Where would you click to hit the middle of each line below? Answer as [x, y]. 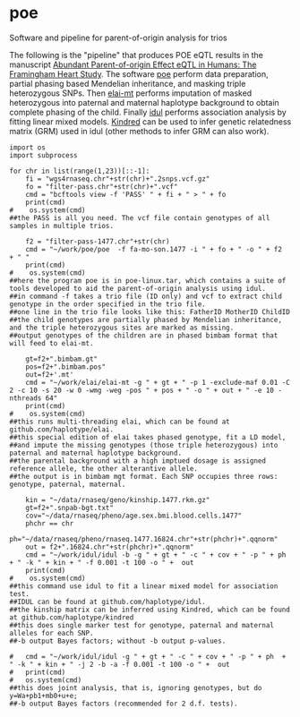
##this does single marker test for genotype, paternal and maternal [142, 625]
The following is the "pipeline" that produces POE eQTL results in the [137, 55]
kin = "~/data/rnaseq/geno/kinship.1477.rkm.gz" [118, 499]
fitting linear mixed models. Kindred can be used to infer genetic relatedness [150, 121]
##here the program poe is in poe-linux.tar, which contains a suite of [148, 280]
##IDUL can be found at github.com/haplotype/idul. [107, 602]
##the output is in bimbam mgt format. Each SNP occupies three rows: [144, 476]
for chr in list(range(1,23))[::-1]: [80, 171]
